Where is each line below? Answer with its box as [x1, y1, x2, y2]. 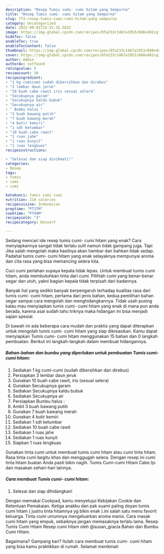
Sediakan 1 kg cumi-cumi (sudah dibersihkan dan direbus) [12, 367, 129, 373]
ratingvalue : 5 [5, 66, 36, 71]
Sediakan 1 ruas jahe [12, 429, 54, 435]
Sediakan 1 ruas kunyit [12, 434, 58, 440]
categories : [5, 161, 30, 166]
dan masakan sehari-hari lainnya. [5, 465, 73, 471]
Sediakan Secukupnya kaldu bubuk [12, 388, 84, 393]
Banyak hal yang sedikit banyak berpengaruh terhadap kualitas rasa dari [5, 287, 150, 293]
